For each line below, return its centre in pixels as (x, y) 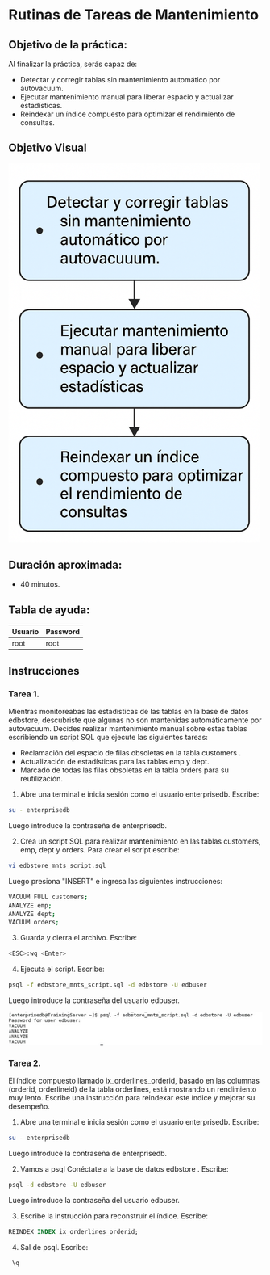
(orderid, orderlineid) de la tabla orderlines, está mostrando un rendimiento (133, 1089)
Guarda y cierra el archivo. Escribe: (79, 938)
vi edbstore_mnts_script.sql (57, 865)
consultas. (37, 122)
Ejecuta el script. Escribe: (62, 969)
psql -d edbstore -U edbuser (57, 1185)
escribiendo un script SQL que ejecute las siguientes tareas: (108, 738)
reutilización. (41, 779)
